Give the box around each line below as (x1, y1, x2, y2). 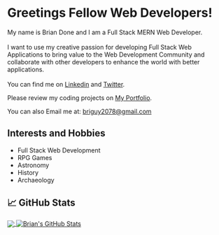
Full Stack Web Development (17, 145, 101, 155)
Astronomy (17, 161, 50, 169)
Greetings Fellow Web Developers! (7, 5, 213, 21)
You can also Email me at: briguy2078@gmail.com (7, 107, 152, 115)
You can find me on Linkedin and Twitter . (7, 80, 125, 88)
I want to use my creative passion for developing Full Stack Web (7, 43, 192, 51)
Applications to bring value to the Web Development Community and (7, 50, 205, 59)
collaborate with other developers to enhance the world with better (7, 57, 200, 66)
